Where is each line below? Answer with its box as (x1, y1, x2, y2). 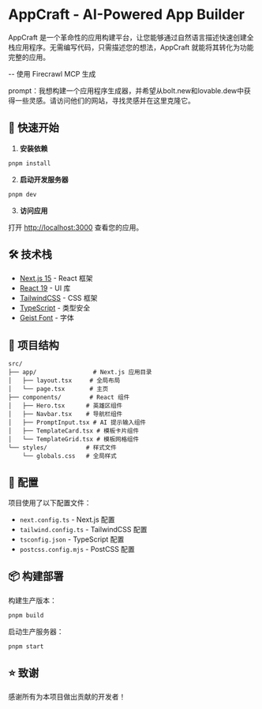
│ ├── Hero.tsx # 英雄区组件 (8, 402, 123, 410)
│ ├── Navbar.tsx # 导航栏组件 (8, 411, 123, 418)
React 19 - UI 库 (19, 283, 71, 293)
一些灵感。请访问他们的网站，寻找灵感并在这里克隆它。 (14, 96, 195, 105)
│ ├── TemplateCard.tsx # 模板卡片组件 (8, 427, 140, 435)
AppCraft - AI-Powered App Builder (8, 6, 245, 24)
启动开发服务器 (19, 174, 69, 184)
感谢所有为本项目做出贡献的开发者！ (8, 692, 126, 702)
